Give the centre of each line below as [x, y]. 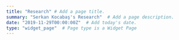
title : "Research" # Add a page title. [56, 11]
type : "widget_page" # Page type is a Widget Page [71, 28]
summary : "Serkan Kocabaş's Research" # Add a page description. [90, 17]
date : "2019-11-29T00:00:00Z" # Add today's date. [71, 22]
